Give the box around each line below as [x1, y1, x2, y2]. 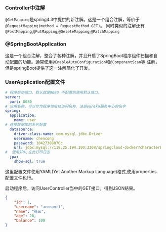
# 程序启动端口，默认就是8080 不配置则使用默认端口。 [5, 90, 102, 95]
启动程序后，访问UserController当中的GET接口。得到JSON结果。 [5, 185, 138, 191]
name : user [14, 118, 37, 123]
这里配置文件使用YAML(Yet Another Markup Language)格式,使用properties [5, 168, 157, 174]
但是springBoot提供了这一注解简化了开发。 [5, 65, 93, 71]
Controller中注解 [5, 4, 45, 11]
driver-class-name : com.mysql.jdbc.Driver [14, 131, 103, 137]
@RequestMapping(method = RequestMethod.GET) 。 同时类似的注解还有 [5, 23, 145, 29]
